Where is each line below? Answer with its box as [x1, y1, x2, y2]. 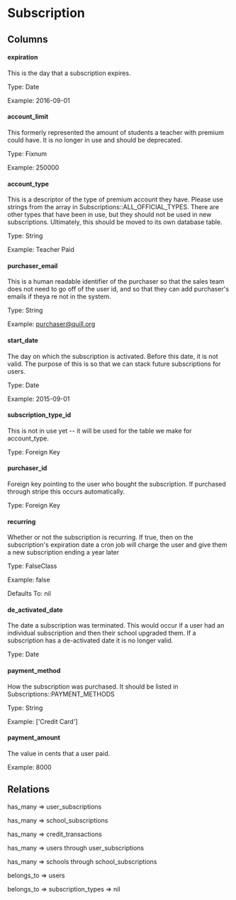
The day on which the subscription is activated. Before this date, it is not [7, 352, 218, 360]
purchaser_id [7, 464, 47, 472]
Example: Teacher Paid [7, 245, 74, 254]
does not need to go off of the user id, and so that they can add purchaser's [7, 285, 229, 294]
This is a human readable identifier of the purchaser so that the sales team [7, 277, 225, 286]
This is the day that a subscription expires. [7, 69, 131, 77]
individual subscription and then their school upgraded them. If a [7, 629, 196, 638]
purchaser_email [7, 261, 58, 270]
